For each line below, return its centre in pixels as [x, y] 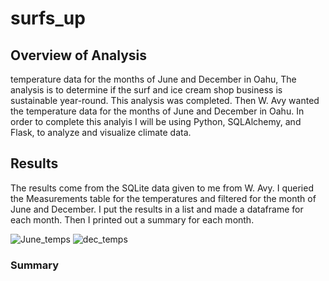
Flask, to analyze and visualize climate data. [101, 132]
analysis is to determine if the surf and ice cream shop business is [146, 90]
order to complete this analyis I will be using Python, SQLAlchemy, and [156, 121]
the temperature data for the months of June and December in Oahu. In [157, 111]
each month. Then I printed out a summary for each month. [132, 219]
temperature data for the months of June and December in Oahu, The [153, 79]
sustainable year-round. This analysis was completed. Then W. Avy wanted [165, 100]
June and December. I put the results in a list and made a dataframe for [157, 209]
